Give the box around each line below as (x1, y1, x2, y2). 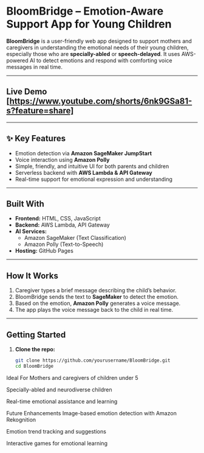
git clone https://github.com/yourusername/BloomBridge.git (15, 357, 171, 363)
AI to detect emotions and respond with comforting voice (29, 57, 172, 64)
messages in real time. (6, 63, 63, 71)
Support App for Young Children (6, 17, 172, 31)
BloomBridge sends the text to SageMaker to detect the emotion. (15, 293, 179, 301)
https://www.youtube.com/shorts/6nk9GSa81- (9, 96, 192, 107)
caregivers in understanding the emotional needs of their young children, (6, 44, 189, 51)
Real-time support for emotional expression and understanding (15, 175, 173, 183)
